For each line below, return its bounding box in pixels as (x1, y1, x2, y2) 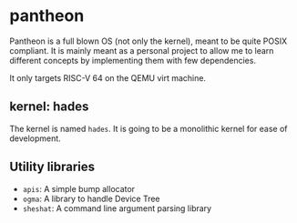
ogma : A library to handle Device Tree (22, 193, 160, 204)
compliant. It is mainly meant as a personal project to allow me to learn (9, 45, 274, 56)
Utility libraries (9, 159, 96, 175)
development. (9, 133, 61, 144)
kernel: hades (9, 99, 89, 115)
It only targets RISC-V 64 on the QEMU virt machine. (9, 72, 207, 83)
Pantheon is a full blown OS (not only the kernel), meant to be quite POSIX (9, 35, 288, 46)
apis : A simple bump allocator (22, 183, 135, 194)
